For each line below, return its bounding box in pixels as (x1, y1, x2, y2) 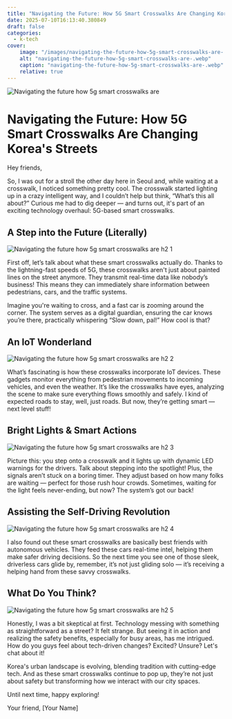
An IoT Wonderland (7, 336, 92, 348)
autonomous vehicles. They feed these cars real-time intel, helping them (7, 545, 213, 553)
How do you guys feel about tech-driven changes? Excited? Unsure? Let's (7, 641, 218, 650)
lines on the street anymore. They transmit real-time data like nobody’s (7, 273, 209, 281)
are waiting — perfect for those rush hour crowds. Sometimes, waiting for (7, 479, 217, 487)
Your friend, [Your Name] (7, 704, 79, 712)
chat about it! (7, 648, 45, 657)
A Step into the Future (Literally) (7, 227, 148, 238)
